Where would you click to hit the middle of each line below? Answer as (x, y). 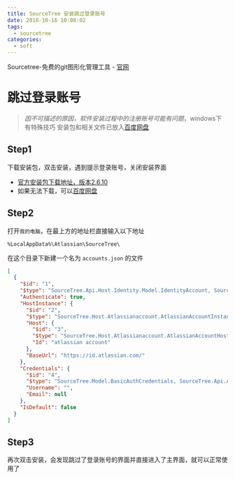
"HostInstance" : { (47, 303)
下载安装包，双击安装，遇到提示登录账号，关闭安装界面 (87, 167)
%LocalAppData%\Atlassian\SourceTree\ (64, 244)
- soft (23, 46)
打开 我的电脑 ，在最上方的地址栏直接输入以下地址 (76, 230)
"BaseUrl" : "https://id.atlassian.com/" (85, 355)
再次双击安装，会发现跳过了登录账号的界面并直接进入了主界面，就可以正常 (114, 460)
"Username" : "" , (49, 388)
